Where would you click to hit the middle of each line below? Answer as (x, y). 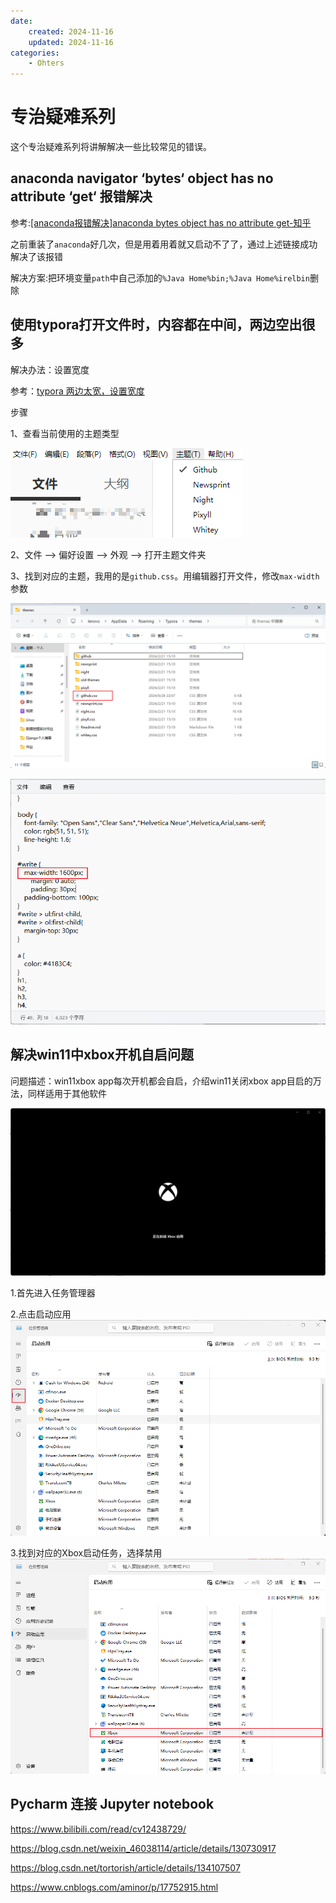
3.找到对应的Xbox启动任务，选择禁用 (86, 1552)
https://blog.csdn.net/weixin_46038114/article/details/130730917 (143, 1848)
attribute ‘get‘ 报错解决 (81, 196)
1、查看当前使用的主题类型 (65, 433)
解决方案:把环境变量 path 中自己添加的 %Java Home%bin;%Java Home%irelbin (160, 277)
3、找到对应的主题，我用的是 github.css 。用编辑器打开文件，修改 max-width (165, 576)
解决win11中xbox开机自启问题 (102, 1055)
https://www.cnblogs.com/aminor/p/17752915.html (114, 1887)
